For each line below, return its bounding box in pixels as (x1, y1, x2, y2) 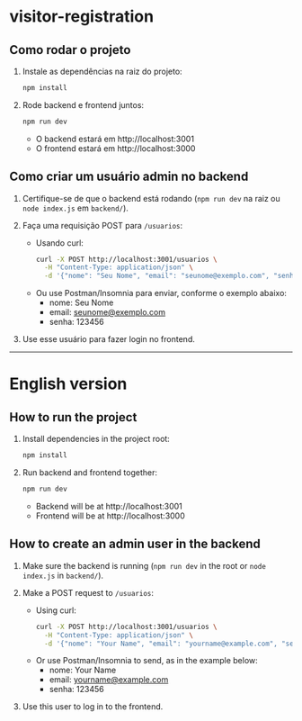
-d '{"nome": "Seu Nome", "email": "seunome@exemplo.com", (43, 272, 270, 281)
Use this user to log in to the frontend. (22, 701, 164, 712)
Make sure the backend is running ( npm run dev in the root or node (22, 560, 267, 571)
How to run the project (9, 410, 138, 425)
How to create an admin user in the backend (9, 536, 261, 552)
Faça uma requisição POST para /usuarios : (22, 220, 183, 230)
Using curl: (35, 605, 76, 616)
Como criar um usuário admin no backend (9, 169, 249, 185)
